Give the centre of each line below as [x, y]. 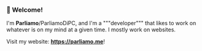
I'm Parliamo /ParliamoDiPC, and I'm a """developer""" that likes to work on [101, 23]
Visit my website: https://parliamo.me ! [56, 42]
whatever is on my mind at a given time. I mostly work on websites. [91, 29]
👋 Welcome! [25, 10]
